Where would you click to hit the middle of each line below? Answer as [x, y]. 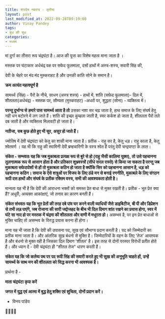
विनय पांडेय [21, 301]
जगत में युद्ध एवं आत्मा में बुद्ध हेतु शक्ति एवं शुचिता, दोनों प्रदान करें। [54, 291]
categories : [17, 37]
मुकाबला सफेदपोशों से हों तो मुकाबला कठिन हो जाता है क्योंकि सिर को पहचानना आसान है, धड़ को [77, 167]
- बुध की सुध [16, 32]
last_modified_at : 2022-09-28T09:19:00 [46, 19]
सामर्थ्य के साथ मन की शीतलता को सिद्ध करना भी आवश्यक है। [52, 262]
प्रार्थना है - [13, 272]
